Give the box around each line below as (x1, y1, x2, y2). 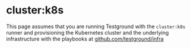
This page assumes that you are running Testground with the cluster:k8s (6, 23, 186, 30)
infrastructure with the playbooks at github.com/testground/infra (6, 35, 164, 42)
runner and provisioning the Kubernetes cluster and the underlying (6, 29, 169, 36)
